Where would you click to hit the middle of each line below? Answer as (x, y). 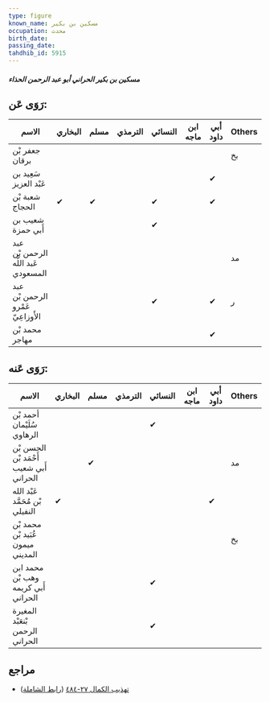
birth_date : (28, 38)
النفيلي (24, 511)
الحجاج (24, 207)
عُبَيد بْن (25, 535)
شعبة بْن (27, 196)
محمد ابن (28, 568)
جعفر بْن (27, 151)
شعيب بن (28, 220)
